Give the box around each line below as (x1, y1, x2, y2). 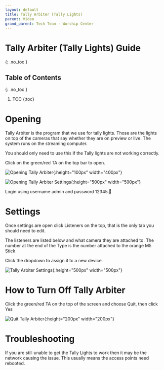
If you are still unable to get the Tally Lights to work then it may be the (5, 350, 147, 356)
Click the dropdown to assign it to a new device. (5, 257, 103, 263)
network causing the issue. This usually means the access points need (5, 355, 149, 361)
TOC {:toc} (12, 96, 35, 102)
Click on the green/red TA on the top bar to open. (5, 159, 105, 165)
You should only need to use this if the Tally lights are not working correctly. (5, 150, 160, 156)
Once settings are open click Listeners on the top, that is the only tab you (5, 222, 154, 228)
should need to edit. (5, 227, 46, 233)
